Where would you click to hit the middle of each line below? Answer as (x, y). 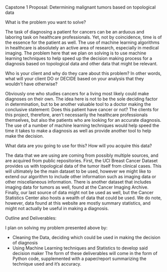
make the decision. (25, 136)
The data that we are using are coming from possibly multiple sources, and (82, 155)
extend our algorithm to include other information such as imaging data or (81, 176)
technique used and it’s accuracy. (47, 264)
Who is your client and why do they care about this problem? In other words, (83, 73)
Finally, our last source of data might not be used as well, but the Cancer (80, 192)
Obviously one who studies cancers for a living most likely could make (77, 94)
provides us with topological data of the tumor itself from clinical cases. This (83, 166)
